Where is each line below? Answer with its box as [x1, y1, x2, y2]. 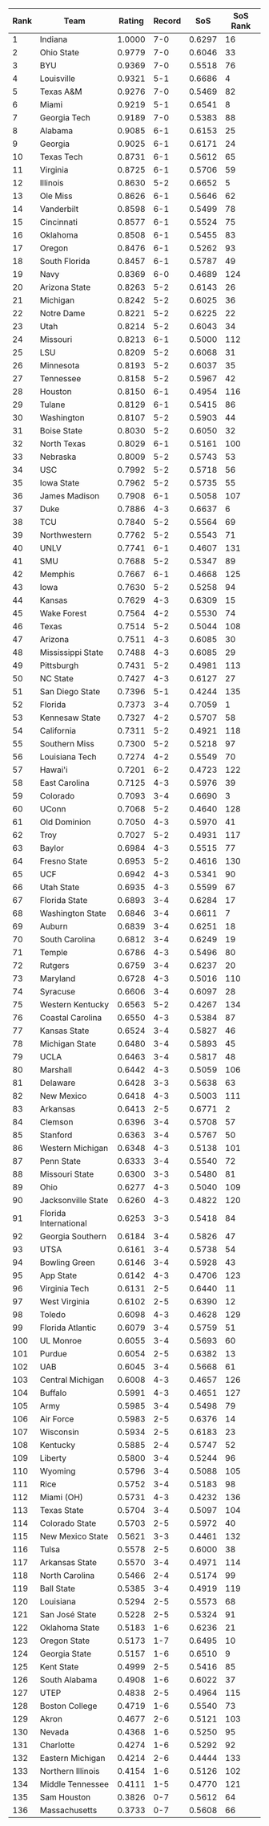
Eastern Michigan [39, 1753, 106, 1763]
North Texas [39, 438, 86, 449]
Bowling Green [39, 1257, 95, 1267]
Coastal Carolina [39, 1012, 102, 1023]
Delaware [39, 1077, 76, 1088]
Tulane [39, 399, 66, 410]
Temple [39, 947, 68, 958]
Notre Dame [39, 308, 86, 319]
